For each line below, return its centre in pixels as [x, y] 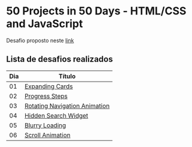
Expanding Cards [49, 86]
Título [67, 76]
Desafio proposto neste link [40, 40]
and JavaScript [45, 24]
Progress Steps [46, 96]
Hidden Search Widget [57, 115]
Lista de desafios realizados [60, 59]
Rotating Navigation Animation [67, 106]
